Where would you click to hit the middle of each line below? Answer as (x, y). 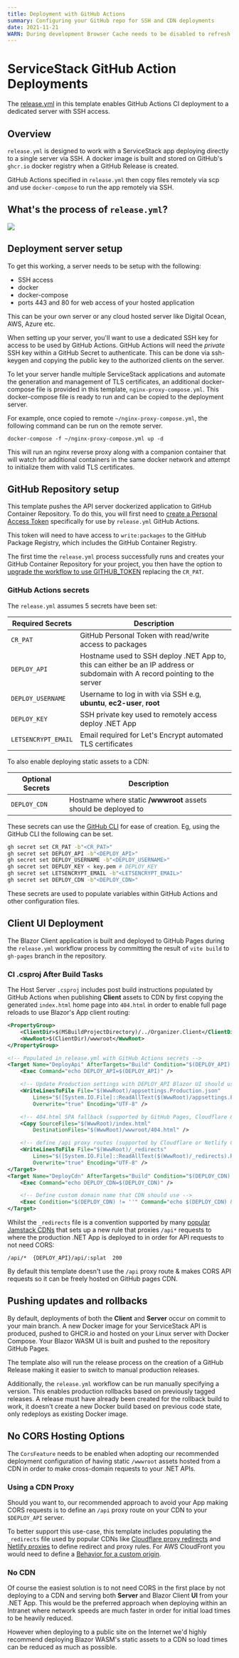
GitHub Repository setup (63, 489)
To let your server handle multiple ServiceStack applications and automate (116, 374)
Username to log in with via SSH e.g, (140, 694)
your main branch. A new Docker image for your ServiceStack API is (107, 1326)
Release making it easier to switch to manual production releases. (103, 1370)
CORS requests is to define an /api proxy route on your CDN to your (107, 1510)
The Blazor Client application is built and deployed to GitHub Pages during (116, 941)
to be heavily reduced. (40, 1618)
